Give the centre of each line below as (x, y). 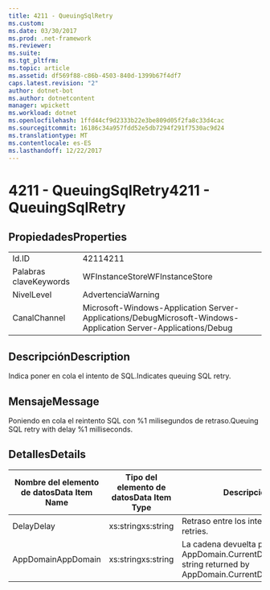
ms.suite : (25, 53)
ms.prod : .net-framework (50, 38)
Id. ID (21, 258)
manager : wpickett (39, 105)
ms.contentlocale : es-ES (50, 143)
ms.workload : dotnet (43, 113)
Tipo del (142, 477)
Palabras (29, 272)
